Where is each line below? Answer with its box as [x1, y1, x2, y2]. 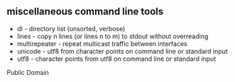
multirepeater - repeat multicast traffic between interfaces [16, 39, 187, 48]
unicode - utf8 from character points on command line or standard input [16, 47, 228, 55]
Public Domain [6, 68, 49, 76]
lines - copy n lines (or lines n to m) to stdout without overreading [16, 32, 209, 40]
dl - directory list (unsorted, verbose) [16, 24, 126, 33]
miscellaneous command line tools [6, 6, 164, 18]
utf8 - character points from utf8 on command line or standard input [16, 54, 217, 63]
